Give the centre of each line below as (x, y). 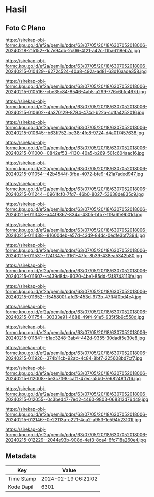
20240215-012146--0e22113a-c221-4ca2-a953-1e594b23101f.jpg (73, 420)
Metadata (21, 456)
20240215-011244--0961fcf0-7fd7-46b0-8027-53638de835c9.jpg (75, 194)
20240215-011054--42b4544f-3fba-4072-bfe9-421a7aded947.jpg (74, 174)
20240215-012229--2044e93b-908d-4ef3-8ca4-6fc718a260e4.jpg (76, 440)
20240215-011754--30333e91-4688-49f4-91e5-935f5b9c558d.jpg (75, 317)
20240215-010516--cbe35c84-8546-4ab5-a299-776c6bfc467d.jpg (76, 92)
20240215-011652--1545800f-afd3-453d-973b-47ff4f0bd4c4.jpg (73, 297)
